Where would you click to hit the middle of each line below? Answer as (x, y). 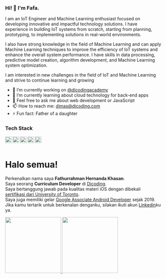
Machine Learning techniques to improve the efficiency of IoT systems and (82, 50)
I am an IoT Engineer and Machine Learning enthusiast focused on (73, 19)
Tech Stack (19, 128)
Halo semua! (31, 164)
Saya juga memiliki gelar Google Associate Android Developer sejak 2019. (80, 199)
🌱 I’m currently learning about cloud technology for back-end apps (80, 95)
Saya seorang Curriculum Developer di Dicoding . (56, 184)
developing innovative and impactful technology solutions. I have (71, 24)
